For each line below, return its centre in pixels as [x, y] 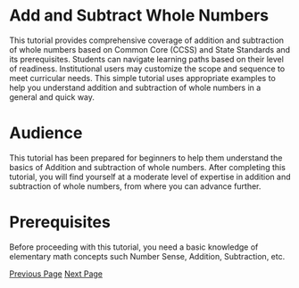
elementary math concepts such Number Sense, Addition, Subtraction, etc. [147, 256]
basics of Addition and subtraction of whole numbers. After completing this [147, 167]
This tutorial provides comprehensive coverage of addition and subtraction [146, 40]
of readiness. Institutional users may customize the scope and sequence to [147, 69]
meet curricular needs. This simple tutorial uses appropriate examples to [143, 78]
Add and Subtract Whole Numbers [139, 16]
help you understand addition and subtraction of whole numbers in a [135, 87]
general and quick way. [52, 97]
